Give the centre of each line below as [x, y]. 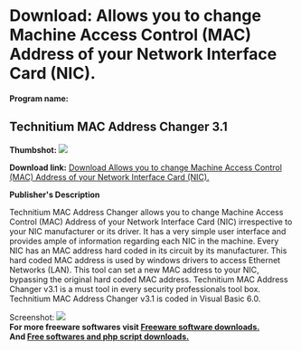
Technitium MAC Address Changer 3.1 [118, 127]
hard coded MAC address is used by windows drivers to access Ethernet [145, 260]
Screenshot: [32, 317]
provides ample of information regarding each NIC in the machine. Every [144, 241]
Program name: [39, 98]
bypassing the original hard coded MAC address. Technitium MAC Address [149, 279]
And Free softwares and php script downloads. [99, 337]
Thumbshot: [33, 149]
